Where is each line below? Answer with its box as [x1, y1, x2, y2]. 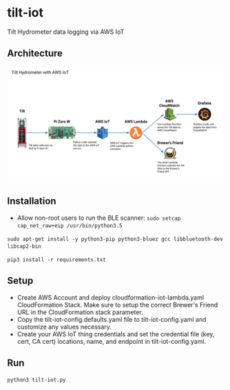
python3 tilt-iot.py [7, 377, 67, 384]
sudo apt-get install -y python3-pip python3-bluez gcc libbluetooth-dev [7, 236, 224, 243]
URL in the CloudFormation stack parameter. [17, 308, 143, 316]
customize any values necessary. [17, 322, 112, 331]
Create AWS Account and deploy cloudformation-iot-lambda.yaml [17, 293, 205, 301]
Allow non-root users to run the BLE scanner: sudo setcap [17, 214, 181, 222]
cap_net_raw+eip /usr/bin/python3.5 [17, 222, 123, 229]
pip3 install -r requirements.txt [7, 256, 107, 263]
